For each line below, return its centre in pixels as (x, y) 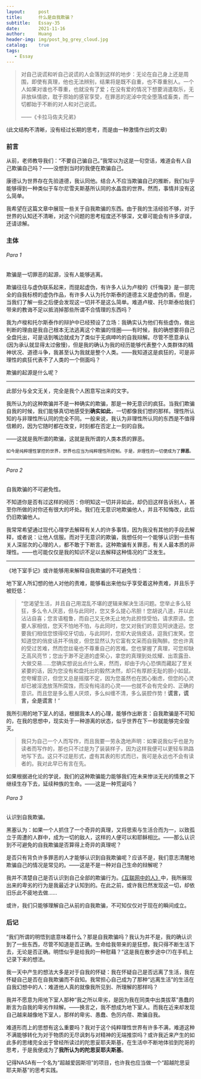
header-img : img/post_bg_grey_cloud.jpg (57, 40)
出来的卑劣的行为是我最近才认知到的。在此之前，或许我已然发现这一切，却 (98, 885)
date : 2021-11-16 (36, 28)
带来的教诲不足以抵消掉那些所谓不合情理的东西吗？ (69, 310)
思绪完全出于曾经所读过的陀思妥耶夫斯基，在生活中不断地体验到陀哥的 (108, 1042)
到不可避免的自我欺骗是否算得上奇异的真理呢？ (64, 845)
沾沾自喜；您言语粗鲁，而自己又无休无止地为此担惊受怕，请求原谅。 (105, 619)
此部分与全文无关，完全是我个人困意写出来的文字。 (69, 391)
